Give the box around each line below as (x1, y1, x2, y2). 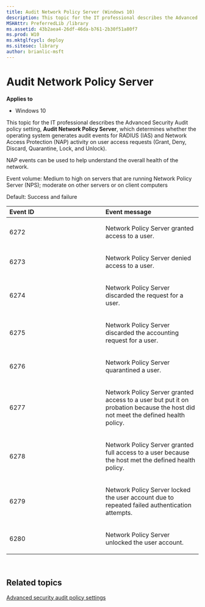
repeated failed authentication (106, 501, 192, 509)
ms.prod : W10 (6, 32, 40, 38)
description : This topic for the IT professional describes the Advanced (6, 15, 198, 21)
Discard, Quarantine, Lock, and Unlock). (6, 145, 107, 152)
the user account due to (106, 493, 174, 501)
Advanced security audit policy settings (6, 594, 106, 601)
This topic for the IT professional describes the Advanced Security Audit (6, 118, 188, 126)
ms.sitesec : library (6, 43, 59, 49)
